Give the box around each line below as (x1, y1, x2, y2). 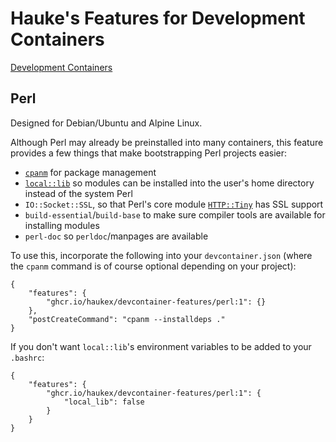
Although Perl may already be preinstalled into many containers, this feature (10, 136, 324, 148)
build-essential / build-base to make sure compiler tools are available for (24, 208, 326, 221)
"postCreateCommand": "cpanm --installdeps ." (28, 314, 226, 324)
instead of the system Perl (24, 187, 133, 199)
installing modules (24, 219, 100, 231)
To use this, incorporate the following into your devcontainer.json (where (10, 249, 313, 261)
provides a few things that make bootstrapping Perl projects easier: (10, 147, 288, 159)
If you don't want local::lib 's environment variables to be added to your (10, 340, 312, 352)
